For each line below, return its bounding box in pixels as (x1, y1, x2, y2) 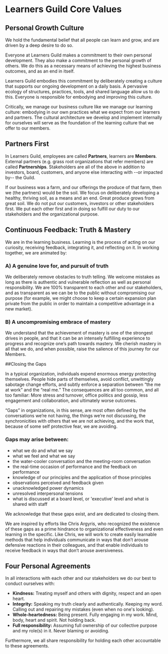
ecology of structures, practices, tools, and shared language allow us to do (5, 89, 160, 94)
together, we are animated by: (5, 249, 67, 255)
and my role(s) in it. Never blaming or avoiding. (12, 628, 109, 634)
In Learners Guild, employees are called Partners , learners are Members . (5, 153, 157, 159)
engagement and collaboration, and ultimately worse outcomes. (5, 398, 137, 404)
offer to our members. (5, 125, 51, 131)
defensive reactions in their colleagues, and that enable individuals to (5, 542, 148, 548)
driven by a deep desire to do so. (5, 42, 74, 48)
